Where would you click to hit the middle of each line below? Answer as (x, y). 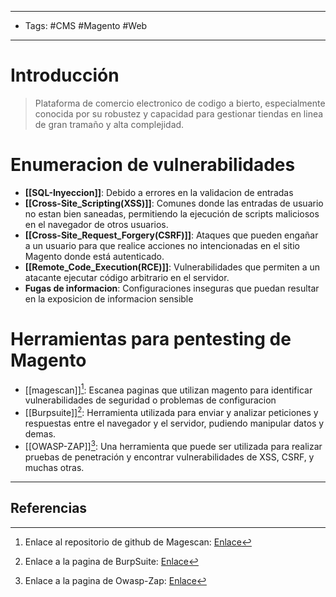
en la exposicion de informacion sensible (109, 298)
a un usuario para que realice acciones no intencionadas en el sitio (162, 245)
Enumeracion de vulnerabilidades (153, 165)
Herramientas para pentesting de (151, 339)
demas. (40, 434)
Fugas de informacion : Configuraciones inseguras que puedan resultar (172, 288)
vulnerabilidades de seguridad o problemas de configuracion (150, 400)
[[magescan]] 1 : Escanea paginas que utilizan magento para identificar (168, 389)
